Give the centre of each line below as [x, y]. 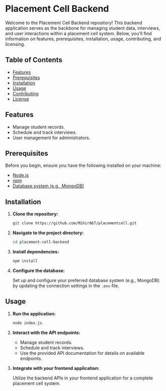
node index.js [27, 323]
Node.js [21, 175]
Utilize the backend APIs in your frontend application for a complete [83, 378]
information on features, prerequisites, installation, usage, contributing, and [83, 39]
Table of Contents [34, 60]
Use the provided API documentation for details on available [82, 353]
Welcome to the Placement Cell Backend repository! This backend [74, 23]
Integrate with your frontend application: [56, 368]
